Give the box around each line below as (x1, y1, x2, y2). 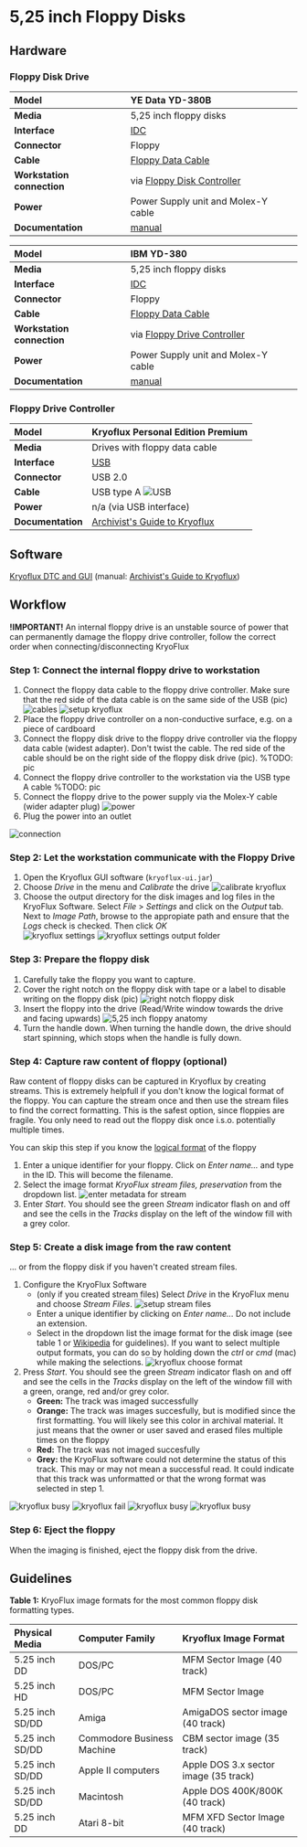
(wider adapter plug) (22, 801, 101, 812)
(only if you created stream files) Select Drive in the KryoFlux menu (36, 1289, 290, 1300)
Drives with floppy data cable (91, 441, 217, 454)
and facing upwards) (22, 1013, 101, 1024)
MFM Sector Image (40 (182, 1653, 282, 1666)
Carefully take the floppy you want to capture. (22, 973, 196, 984)
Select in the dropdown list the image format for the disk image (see (36, 1328, 292, 1339)
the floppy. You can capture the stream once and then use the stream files (9, 1095, 290, 1106)
